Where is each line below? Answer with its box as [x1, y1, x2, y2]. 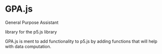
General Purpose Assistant [5, 19, 59, 25]
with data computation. [5, 43, 52, 49]
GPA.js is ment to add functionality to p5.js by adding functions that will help [5, 38, 158, 44]
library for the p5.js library [5, 29, 57, 35]
